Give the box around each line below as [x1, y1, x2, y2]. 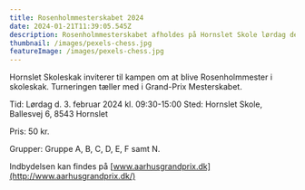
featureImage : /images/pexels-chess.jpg [9, 47, 165, 56]
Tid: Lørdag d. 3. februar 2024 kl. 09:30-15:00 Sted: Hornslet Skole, [9, 99, 263, 109]
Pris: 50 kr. [9, 126, 50, 137]
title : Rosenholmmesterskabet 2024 [9, 13, 144, 23]
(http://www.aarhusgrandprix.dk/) [9, 171, 136, 182]
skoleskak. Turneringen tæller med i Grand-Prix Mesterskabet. [9, 81, 242, 92]
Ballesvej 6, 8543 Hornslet [9, 109, 109, 119]
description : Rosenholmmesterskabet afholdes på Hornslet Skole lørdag [9, 30, 286, 39]
